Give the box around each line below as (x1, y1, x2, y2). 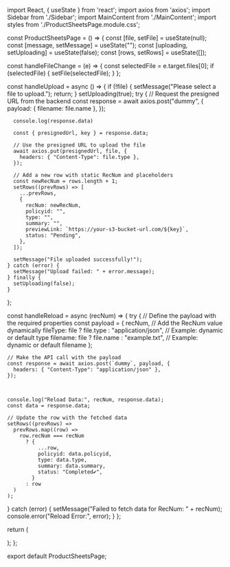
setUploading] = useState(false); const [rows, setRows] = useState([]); (7, 48, 207, 56)
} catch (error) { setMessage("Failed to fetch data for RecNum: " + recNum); (7, 505, 222, 513)
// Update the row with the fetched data (7, 414, 128, 421)
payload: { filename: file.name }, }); (7, 105, 106, 112)
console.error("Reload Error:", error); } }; (7, 512, 122, 520)
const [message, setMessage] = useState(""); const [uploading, (7, 41, 188, 49)
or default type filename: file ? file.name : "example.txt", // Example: (7, 334, 198, 341)
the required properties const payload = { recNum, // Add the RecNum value (7, 319, 223, 327)
